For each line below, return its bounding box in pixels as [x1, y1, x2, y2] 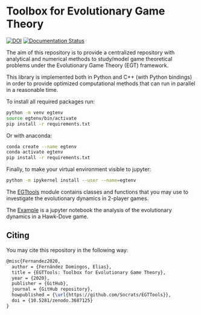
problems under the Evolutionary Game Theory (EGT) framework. [6, 62, 169, 69]
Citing [6, 230, 30, 241]
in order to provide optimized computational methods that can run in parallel [6, 80, 196, 87]
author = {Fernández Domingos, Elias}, [11, 264, 112, 270]
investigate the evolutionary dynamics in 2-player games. [6, 195, 149, 202]
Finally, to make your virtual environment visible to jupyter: [6, 166, 152, 173]
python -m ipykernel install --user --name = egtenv [6, 177, 136, 184]
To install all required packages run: [6, 98, 95, 105]
